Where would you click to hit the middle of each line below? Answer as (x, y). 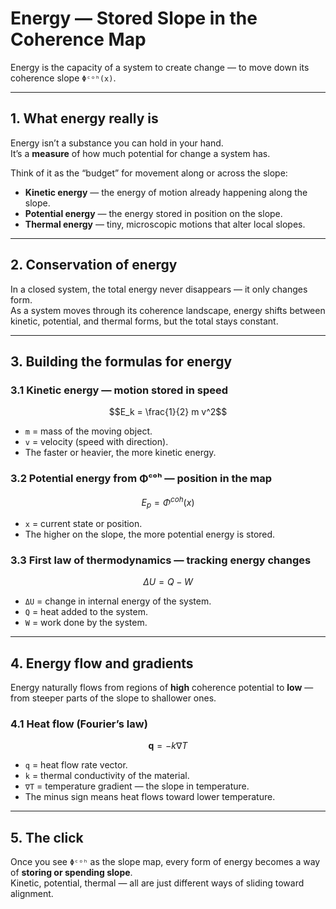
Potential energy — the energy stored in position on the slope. (153, 213)
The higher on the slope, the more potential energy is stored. (150, 534)
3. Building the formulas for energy (121, 361)
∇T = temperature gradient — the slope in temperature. (137, 786)
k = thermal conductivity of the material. (107, 776)
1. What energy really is (84, 118)
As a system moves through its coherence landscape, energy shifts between (168, 310)
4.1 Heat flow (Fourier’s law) (79, 724)
